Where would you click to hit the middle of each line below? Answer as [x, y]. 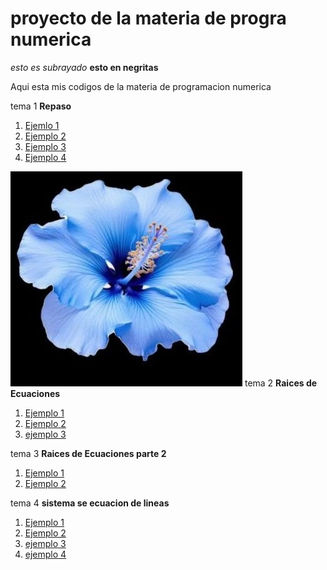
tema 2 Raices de [281, 383]
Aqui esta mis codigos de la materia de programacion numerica [141, 86]
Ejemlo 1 [42, 125]
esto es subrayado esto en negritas [84, 67]
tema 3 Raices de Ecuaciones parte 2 [88, 453]
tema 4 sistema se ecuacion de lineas [90, 503]
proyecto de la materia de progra [148, 18]
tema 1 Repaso [41, 106]
